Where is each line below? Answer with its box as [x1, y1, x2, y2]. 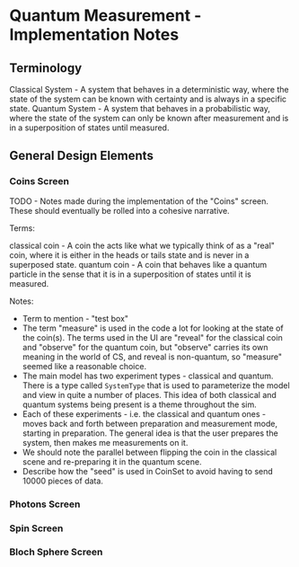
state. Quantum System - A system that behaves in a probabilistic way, [9, 103, 271, 113]
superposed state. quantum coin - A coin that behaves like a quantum [9, 259, 268, 270]
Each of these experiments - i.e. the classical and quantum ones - [22, 408, 267, 419]
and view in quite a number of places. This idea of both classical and [22, 389, 277, 400]
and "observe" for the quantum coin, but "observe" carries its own [22, 341, 268, 352]
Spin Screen [9, 522, 64, 535]
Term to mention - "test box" [22, 313, 128, 323]
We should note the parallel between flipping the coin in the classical [22, 447, 277, 457]
